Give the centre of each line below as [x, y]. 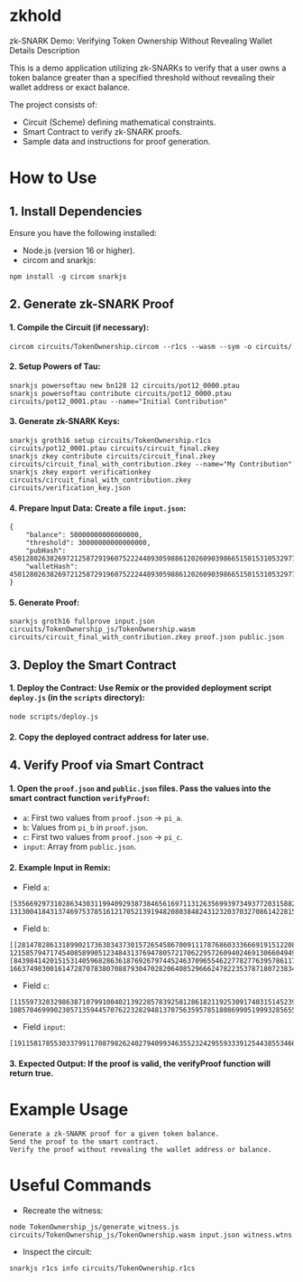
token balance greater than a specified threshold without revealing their [142, 77]
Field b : [36, 929]
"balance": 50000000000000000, [84, 535]
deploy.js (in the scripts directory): [78, 698]
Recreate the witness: [63, 1210]
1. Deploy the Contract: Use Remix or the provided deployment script [141, 688]
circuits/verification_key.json [70, 488]
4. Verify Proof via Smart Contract [107, 765]
